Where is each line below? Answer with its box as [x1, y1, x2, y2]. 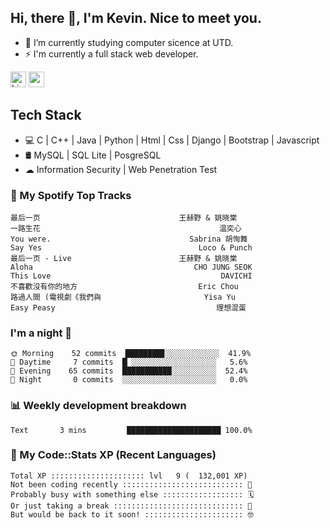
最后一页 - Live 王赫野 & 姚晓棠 [10, 253, 238, 263]
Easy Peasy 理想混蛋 [10, 302, 247, 313]
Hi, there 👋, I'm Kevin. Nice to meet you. [10, 10, 262, 27]
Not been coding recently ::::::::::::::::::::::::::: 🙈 [10, 479, 253, 490]
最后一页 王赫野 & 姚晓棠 [10, 212, 238, 223]
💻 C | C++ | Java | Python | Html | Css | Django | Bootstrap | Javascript [24, 134, 320, 146]
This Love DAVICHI [10, 271, 253, 281]
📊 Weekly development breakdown [10, 399, 187, 413]
